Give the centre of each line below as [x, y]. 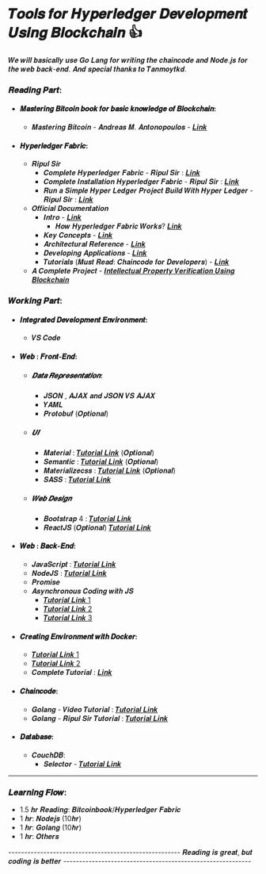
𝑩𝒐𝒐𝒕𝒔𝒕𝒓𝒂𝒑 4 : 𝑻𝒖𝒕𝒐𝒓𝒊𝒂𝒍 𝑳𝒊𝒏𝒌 [87, 518]
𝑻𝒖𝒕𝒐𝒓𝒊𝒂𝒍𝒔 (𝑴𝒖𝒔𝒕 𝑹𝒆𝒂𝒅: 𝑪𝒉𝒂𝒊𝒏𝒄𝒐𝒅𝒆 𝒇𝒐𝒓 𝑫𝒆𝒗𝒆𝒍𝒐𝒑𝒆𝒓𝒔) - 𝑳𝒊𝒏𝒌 [136, 262]
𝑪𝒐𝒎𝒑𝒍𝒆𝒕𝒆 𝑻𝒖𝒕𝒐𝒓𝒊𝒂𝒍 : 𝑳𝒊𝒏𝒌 [72, 673]
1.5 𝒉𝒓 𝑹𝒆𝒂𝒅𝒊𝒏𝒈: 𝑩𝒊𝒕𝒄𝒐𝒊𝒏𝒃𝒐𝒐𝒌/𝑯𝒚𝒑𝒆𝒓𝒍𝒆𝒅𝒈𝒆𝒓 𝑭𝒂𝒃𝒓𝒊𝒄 [100, 809]
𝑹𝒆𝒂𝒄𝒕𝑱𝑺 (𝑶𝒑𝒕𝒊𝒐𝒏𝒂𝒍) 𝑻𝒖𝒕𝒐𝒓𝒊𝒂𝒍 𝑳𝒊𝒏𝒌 [97, 527]
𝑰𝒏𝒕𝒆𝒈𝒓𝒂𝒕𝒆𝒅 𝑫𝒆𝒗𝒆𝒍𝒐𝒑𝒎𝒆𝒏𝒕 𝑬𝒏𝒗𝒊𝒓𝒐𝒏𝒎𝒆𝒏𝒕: [84, 320]
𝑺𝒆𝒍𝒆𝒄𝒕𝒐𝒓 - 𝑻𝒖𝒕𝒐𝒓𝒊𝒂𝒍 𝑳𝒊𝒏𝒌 [82, 764]
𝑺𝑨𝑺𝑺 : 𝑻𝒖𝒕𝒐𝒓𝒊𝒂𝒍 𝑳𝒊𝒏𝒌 [77, 479]
